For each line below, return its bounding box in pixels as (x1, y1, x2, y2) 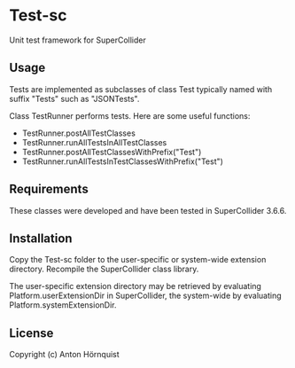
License (9, 325, 54, 341)
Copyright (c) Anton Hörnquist (9, 349, 120, 360)
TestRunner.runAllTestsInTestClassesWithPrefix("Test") (21, 156, 224, 167)
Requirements (9, 182, 89, 197)
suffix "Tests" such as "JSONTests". (9, 93, 140, 104)
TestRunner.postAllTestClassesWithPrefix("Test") (21, 146, 202, 157)
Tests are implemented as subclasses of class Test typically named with (9, 83, 273, 94)
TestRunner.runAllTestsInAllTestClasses (21, 137, 167, 147)
